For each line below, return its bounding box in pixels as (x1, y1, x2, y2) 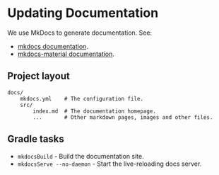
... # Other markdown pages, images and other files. (32, 113, 213, 121)
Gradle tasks (7, 133, 65, 145)
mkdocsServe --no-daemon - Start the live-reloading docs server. (17, 159, 202, 168)
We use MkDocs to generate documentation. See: (7, 28, 153, 37)
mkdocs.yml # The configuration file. (20, 95, 143, 102)
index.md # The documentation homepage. (32, 108, 157, 115)
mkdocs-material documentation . (17, 50, 115, 58)
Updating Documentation (7, 5, 159, 21)
